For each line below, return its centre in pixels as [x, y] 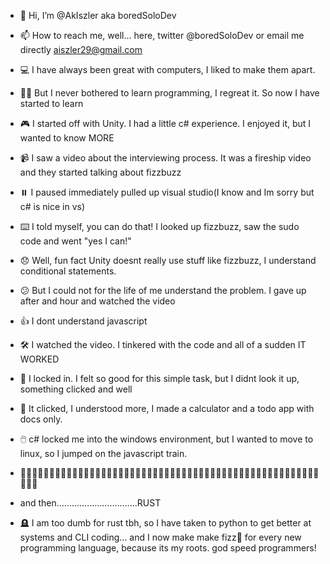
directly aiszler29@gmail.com [81, 49]
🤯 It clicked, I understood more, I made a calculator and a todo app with [167, 408]
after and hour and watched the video [97, 301]
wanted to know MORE [67, 138]
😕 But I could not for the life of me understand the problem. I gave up [163, 290]
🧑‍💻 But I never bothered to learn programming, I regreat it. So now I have [169, 93]
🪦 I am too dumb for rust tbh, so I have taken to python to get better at [165, 523]
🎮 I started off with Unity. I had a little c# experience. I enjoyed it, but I [165, 123]
